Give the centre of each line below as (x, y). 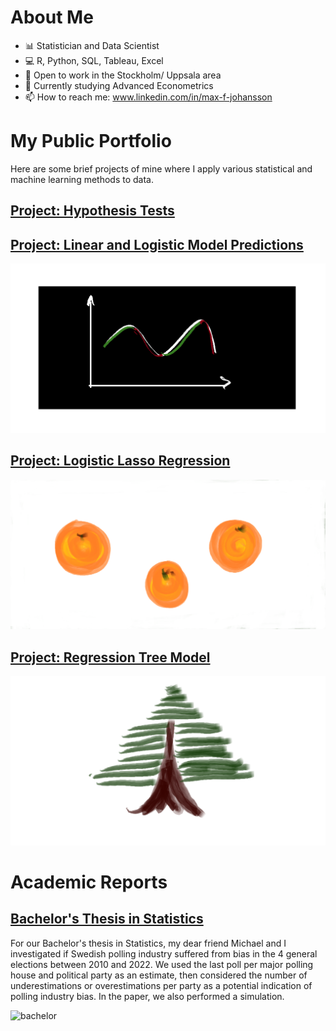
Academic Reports (89, 882)
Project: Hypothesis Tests (92, 211)
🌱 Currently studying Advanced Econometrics (119, 85)
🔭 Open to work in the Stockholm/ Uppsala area (123, 75)
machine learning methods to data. (82, 179)
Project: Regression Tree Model (110, 657)
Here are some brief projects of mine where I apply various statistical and (161, 168)
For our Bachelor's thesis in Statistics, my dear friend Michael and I (148, 943)
